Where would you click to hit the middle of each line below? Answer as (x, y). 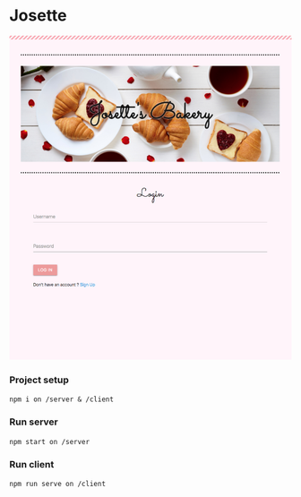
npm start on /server (50, 441)
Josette (38, 16)
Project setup (39, 380)
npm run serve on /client (57, 484)
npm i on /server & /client (62, 399)
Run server (34, 422)
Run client (32, 464)
